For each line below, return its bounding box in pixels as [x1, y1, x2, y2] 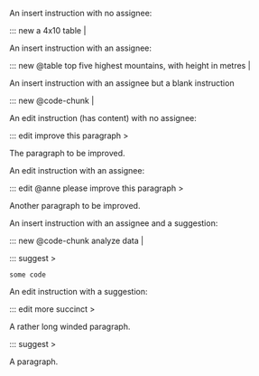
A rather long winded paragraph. [9, 321, 131, 332]
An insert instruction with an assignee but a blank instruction [9, 78, 235, 89]
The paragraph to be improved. [9, 148, 125, 158]
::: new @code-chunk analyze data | [9, 235, 144, 246]
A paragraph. [9, 356, 59, 367]
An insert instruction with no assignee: [9, 8, 153, 18]
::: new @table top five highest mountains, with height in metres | [9, 61, 251, 70]
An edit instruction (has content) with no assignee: [9, 113, 197, 123]
